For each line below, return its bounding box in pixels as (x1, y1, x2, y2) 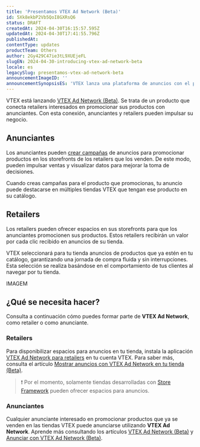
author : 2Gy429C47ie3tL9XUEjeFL (6, 53, 86, 59)
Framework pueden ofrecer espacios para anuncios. (20, 387, 150, 394)
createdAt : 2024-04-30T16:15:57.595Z (6, 25, 100, 32)
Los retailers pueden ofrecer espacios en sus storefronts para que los (6, 225, 177, 232)
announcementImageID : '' (6, 75, 68, 81)
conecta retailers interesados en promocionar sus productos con (6, 104, 165, 110)
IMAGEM (6, 280, 28, 287)
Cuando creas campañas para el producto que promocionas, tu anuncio (6, 179, 183, 186)
